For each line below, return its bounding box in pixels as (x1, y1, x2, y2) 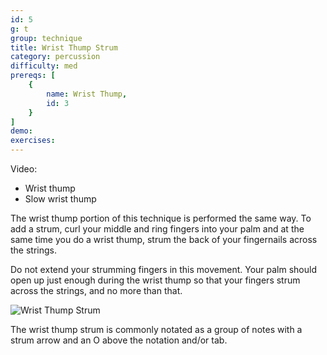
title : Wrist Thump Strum (10, 42, 118, 53)
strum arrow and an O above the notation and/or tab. (10, 334, 228, 346)
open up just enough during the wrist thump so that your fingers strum (10, 274, 301, 286)
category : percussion (10, 52, 101, 62)
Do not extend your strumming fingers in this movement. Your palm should (10, 264, 318, 275)
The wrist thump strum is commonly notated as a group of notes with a (10, 324, 303, 335)
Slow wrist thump (24, 193, 97, 205)
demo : (10, 126, 33, 136)
